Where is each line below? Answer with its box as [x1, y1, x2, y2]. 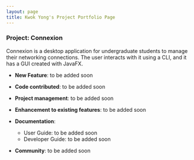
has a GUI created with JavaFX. [6, 60, 83, 67]
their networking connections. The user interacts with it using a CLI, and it [6, 54, 187, 61]
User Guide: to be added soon [23, 129, 98, 136]
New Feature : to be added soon [14, 71, 93, 79]
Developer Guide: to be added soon [23, 135, 111, 143]
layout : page [6, 8, 39, 15]
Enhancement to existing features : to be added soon [14, 106, 147, 113]
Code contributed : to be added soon [14, 83, 106, 90]
